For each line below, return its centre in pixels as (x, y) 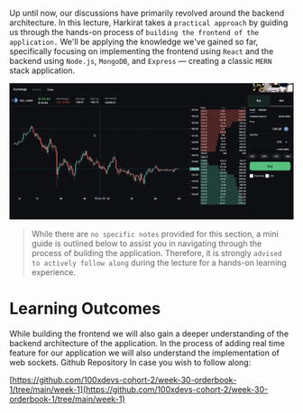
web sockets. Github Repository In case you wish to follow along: (130, 362)
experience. (54, 272)
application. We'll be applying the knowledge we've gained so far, (134, 41)
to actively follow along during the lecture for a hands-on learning (159, 262)
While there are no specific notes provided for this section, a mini (155, 234)
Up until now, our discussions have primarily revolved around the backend (147, 13)
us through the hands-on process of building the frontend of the (134, 32)
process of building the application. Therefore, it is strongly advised (156, 252)
